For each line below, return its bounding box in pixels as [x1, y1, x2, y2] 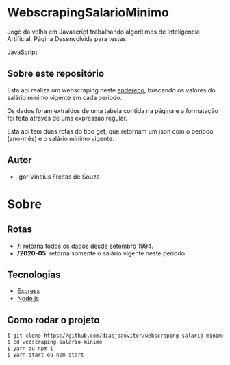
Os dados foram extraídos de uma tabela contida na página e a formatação [7, 106, 219, 114]
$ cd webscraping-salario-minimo [7, 339, 103, 346]
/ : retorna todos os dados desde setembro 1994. [16, 242, 154, 250]
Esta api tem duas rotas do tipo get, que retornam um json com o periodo [7, 127, 214, 135]
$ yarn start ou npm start [7, 351, 84, 358]
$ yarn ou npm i [7, 344, 53, 352]
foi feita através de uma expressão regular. [7, 114, 128, 122]
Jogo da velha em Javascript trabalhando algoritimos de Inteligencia [7, 27, 201, 36]
